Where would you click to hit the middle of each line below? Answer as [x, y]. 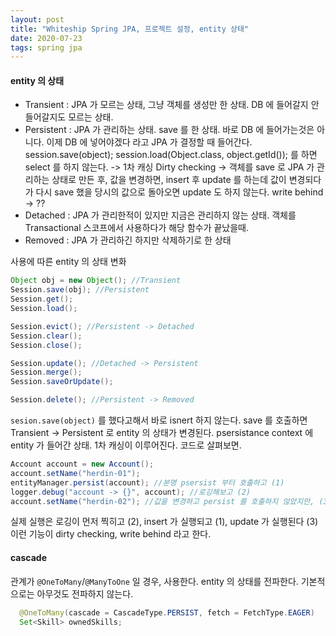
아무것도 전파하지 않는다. [85, 593]
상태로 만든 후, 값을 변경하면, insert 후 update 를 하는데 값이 [169, 180]
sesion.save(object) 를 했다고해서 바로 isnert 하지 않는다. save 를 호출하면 [159, 420]
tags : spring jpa [46, 47]
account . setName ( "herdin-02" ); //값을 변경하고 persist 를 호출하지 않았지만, [162, 501]
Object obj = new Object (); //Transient [96, 281]
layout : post [37, 19]
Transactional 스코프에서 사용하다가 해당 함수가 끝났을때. [137, 228]
